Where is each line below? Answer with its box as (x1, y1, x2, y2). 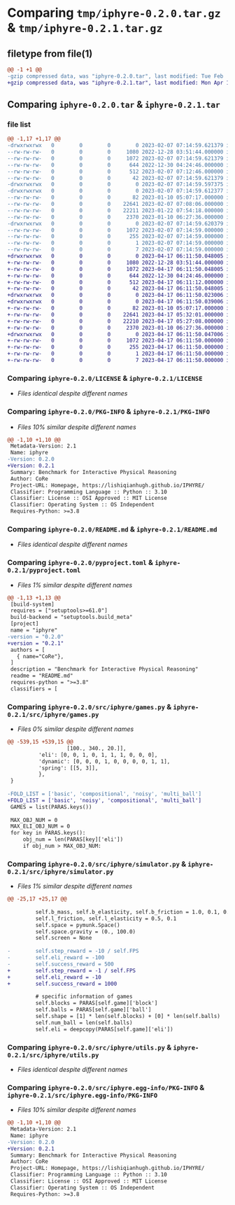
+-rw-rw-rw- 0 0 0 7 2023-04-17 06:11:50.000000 (7, 357, 224, 364)
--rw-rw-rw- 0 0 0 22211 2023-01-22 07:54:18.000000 (7, 207, 224, 214)
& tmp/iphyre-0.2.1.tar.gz (7, 20, 163, 36)
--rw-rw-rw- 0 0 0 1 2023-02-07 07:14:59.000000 (7, 239, 224, 246)
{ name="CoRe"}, (16, 653, 64, 660)
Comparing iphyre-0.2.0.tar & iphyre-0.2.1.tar (7, 99, 220, 111)
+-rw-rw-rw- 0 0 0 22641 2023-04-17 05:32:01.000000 (7, 311, 224, 318)
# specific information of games (35, 993, 133, 1001)
